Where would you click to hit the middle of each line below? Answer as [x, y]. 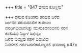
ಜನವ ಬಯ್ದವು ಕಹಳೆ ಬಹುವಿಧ [27, 39]
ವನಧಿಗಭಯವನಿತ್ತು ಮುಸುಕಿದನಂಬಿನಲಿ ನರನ [36, 28]
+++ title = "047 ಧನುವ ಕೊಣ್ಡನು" [34, 7]
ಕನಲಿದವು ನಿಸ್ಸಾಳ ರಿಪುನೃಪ [23, 33]
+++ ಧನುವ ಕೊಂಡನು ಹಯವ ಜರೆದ [32, 17]
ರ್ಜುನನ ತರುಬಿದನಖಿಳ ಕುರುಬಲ [28, 22]
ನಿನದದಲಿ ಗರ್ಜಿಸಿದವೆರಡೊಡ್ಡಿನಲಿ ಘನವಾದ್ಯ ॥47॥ [41, 44]
